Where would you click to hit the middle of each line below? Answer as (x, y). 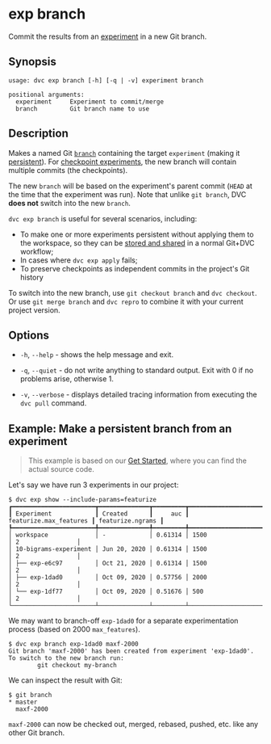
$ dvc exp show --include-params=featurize (83, 500)
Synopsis (32, 62)
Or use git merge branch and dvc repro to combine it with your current (126, 301)
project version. (34, 310)
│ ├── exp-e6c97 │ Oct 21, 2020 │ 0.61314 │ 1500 (108, 563)
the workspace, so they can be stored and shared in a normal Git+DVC (138, 242)
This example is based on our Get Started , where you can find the (138, 460)
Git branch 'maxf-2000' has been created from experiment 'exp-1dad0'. (131, 651)
